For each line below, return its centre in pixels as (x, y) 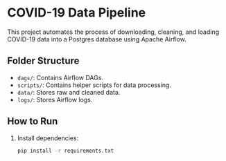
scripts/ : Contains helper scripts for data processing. (94, 85)
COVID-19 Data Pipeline (77, 13)
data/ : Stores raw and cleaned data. (69, 92)
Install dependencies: (48, 138)
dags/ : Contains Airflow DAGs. (60, 77)
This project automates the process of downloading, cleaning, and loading (113, 32)
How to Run (33, 121)
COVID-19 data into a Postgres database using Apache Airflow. (97, 39)
